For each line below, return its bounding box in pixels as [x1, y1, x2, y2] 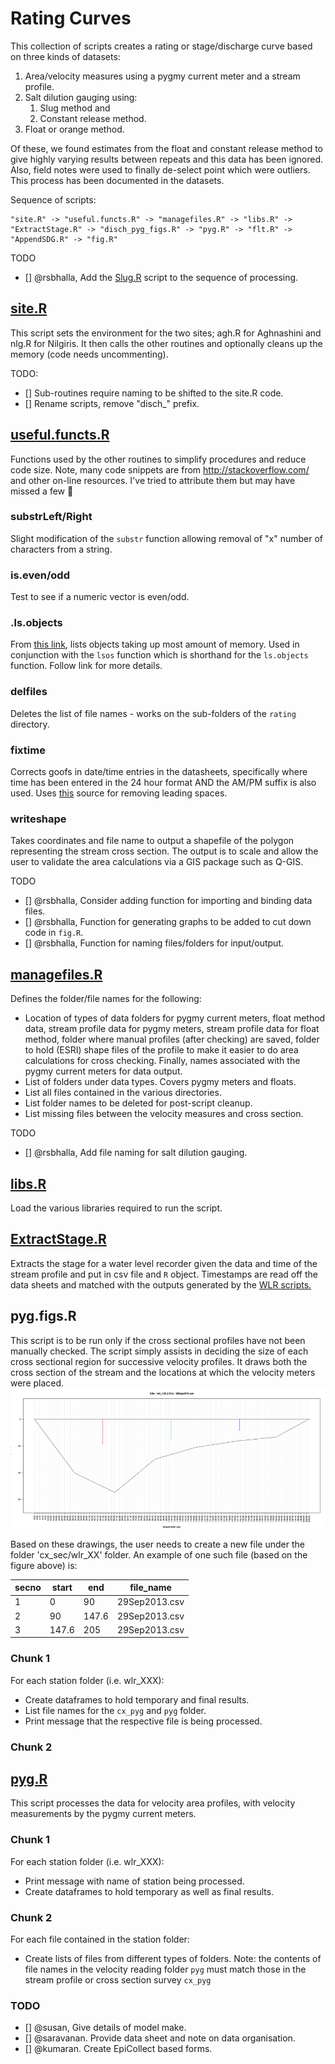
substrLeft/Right [10, 510, 93, 524]
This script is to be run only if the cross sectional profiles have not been [10, 1334, 306, 1346]
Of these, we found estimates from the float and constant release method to [10, 142, 323, 154]
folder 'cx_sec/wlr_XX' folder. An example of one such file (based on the [10, 1548, 308, 1561]
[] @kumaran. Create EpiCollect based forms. [24, 2043, 213, 2055]
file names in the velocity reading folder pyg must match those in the [24, 1963, 307, 1975]
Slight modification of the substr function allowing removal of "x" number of [10, 532, 324, 544]
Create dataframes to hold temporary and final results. [24, 1693, 250, 1706]
